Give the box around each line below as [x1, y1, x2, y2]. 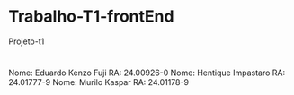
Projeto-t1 [8, 36, 45, 47]
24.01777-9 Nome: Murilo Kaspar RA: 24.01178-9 [8, 77, 190, 88]
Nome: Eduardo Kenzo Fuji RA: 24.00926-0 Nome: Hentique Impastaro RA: [8, 67, 285, 78]
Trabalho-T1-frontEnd [8, 6, 174, 27]
